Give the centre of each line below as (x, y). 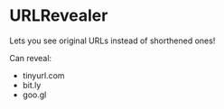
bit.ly (32, 85)
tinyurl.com (43, 75)
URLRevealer (59, 16)
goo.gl (34, 95)
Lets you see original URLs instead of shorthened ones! (112, 41)
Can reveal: (31, 58)
